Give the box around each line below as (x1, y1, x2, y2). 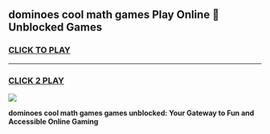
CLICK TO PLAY (8, 45, 71, 56)
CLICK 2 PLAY (8, 75, 64, 86)
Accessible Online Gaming (8, 116, 99, 126)
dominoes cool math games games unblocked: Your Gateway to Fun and (8, 108, 255, 117)
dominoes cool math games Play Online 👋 (8, 8, 219, 22)
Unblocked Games (8, 21, 103, 35)
